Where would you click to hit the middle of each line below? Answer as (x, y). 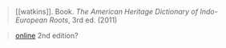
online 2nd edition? (46, 36)
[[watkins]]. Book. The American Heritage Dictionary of (106, 12)
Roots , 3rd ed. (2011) (83, 20)
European (31, 20)
